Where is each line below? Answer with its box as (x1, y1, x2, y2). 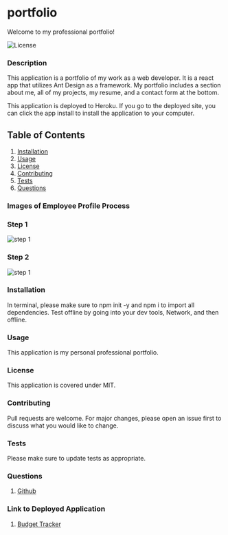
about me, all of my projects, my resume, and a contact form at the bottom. (7, 88, 220, 97)
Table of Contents (7, 129, 86, 140)
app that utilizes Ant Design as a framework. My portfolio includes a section (7, 81, 221, 90)
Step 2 (7, 253, 30, 262)
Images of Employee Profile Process (7, 201, 130, 211)
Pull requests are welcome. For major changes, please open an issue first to (7, 414, 222, 422)
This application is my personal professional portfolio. (7, 348, 159, 357)
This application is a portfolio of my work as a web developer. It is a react (7, 74, 214, 82)
